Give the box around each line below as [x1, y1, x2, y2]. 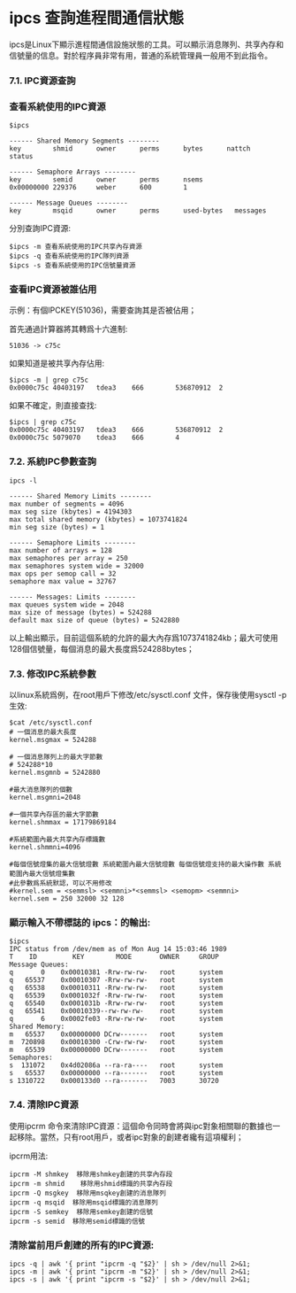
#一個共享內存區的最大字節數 [9, 810, 99, 819]
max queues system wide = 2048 [9, 600, 125, 609]
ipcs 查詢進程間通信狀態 [9, 8, 185, 28]
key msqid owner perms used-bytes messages [9, 206, 267, 215]
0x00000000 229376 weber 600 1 [9, 183, 188, 192]
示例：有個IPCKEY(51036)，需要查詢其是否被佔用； [9, 305, 197, 315]
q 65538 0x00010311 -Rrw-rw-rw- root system [9, 984, 224, 993]
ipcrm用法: [9, 1150, 49, 1161]
